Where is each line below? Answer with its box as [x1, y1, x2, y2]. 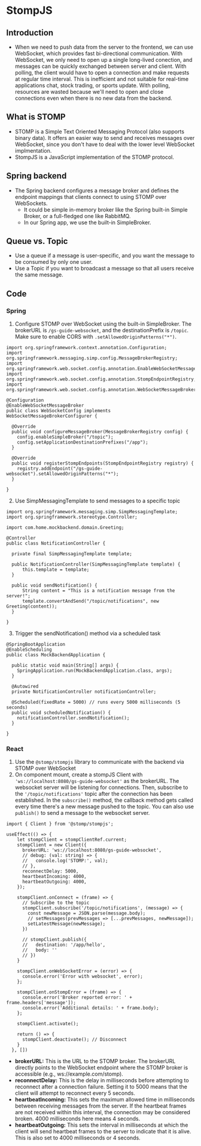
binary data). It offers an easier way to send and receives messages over [14, 134, 195, 141]
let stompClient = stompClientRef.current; [17, 837, 127, 843]
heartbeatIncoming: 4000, [22, 874, 87, 880]
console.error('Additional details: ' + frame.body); [22, 1005, 160, 1011]
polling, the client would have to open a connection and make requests [14, 69, 190, 76]
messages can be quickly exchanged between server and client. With [14, 62, 187, 70]
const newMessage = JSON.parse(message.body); [28, 910, 146, 916]
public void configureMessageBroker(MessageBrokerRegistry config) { [11, 429, 188, 435]
